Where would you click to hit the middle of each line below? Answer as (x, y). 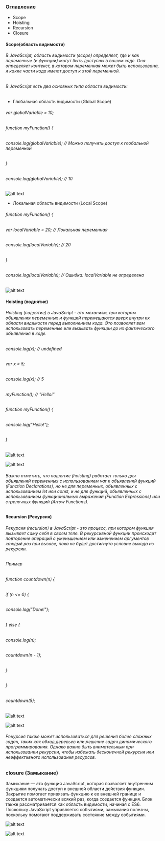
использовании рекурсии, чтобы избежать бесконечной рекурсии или (80, 752)
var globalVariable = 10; (30, 113)
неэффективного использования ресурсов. (51, 757)
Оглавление (21, 7)
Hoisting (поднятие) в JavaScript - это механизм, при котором (71, 313)
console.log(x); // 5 (25, 379)
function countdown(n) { (30, 579)
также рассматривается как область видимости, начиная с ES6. (73, 804)
